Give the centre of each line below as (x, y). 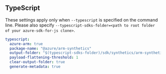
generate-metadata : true (35, 67)
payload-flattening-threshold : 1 (44, 58)
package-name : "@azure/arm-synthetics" (51, 49)
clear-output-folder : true (37, 62)
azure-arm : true (26, 44)
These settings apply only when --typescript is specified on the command (82, 20)
